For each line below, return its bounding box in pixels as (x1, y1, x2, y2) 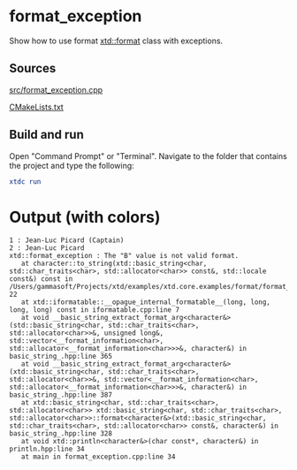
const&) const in (9, 275, 73, 284)
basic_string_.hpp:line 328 (9, 429, 113, 438)
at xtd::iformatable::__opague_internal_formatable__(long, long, (20, 298, 271, 307)
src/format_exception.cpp (9, 84, 103, 95)
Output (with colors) (9, 207, 161, 227)
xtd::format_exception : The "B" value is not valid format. (9, 252, 240, 261)
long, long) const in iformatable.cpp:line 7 (9, 306, 179, 315)
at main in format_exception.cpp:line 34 (20, 452, 176, 461)
